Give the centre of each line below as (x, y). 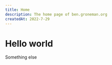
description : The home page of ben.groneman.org (56, 14)
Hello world (29, 43)
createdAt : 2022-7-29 (28, 19)
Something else (21, 57)
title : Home (17, 10)
